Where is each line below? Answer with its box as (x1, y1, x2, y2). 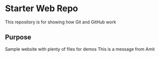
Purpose (5, 33, 32, 41)
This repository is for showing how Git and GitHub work (5, 19, 116, 25)
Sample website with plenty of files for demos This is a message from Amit (5, 46, 155, 52)
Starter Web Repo (5, 3, 78, 14)
